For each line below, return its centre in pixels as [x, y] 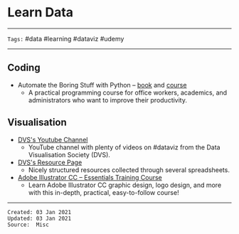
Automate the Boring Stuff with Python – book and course [102, 85]
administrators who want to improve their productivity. [107, 100]
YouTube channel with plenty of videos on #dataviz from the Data [124, 147]
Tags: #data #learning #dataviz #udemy [66, 38]
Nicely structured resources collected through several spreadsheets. [129, 170]
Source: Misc [28, 225]
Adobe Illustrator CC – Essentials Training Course [90, 177]
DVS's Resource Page [50, 162]
